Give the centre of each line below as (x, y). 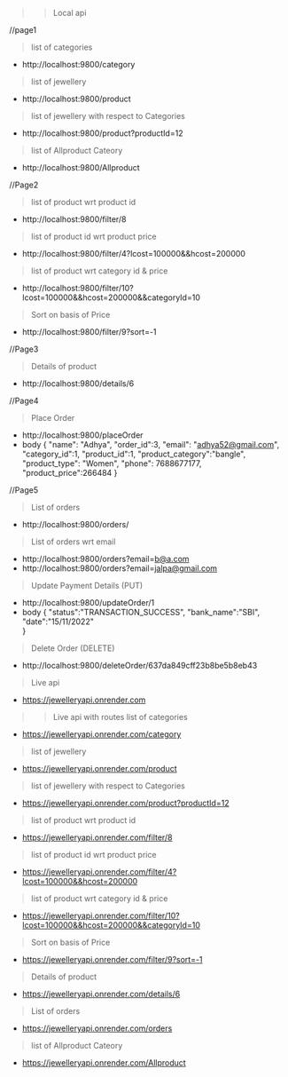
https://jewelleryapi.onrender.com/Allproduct (104, 1063)
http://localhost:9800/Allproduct (81, 167)
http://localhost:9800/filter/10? (78, 288)
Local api (70, 13)
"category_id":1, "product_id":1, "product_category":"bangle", (134, 454)
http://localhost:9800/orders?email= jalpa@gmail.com (120, 568)
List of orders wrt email (73, 542)
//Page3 (24, 349)
